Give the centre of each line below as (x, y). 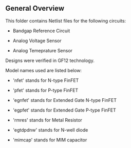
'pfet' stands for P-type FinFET (45, 90)
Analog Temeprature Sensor (43, 50)
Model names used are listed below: (44, 70)
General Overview (35, 8)
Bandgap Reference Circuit (41, 31)
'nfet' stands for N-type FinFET (46, 80)
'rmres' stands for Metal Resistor (47, 120)
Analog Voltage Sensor (37, 40)
